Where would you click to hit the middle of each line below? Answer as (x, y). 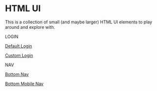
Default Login (19, 46)
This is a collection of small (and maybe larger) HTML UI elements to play (79, 22)
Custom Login (19, 55)
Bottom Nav (17, 74)
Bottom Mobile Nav (24, 84)
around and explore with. (30, 27)
